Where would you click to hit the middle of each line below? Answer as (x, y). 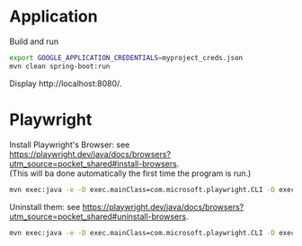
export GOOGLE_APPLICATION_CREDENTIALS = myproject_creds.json (126, 57)
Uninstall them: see (45, 206)
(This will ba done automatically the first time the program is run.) (130, 173)
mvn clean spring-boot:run (60, 66)
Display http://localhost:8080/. (66, 83)
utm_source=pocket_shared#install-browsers (93, 163)
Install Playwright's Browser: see (70, 145)
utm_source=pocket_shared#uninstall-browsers (98, 216)
